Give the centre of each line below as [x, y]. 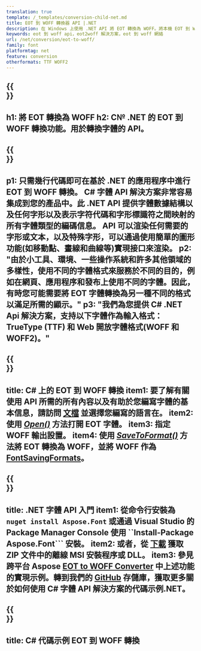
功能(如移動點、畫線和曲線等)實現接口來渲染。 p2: [99, 249]
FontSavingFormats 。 [48, 457]
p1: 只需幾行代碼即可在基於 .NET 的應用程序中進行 [98, 181]
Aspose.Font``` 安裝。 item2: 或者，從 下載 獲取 [95, 544]
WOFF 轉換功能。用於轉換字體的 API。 [77, 129]
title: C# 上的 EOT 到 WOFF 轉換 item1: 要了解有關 [98, 390]
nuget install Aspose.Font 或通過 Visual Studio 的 [100, 521]
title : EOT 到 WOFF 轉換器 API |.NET [51, 23]
